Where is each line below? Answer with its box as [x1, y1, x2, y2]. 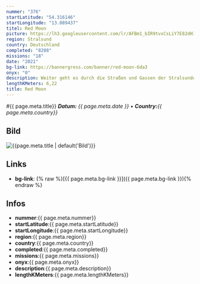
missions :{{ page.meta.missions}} [14, 252, 99, 260]
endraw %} [14, 181, 43, 188]
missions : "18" [6, 53, 44, 59]
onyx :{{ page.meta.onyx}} [14, 258, 79, 266]
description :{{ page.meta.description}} [14, 265, 111, 272]
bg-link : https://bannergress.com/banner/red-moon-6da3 [6, 64, 148, 70]
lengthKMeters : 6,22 [6, 81, 58, 87]
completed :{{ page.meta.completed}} [14, 246, 108, 253]
